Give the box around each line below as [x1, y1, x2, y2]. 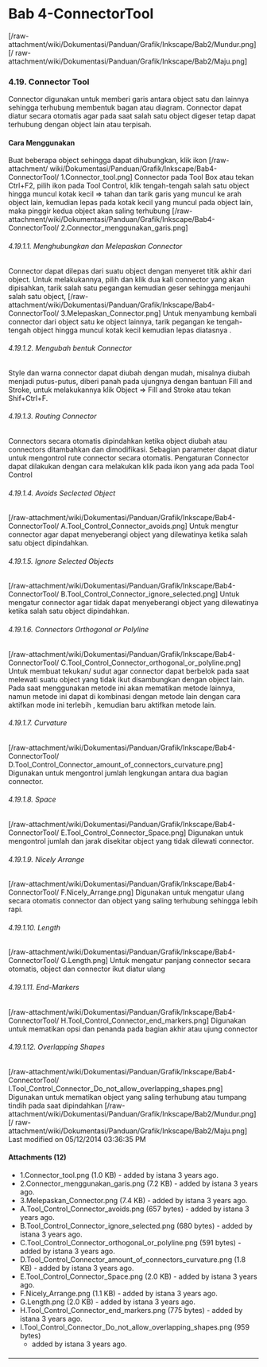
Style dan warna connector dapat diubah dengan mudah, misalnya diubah [8, 367, 250, 378]
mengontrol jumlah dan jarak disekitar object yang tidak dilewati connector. [8, 837, 254, 846]
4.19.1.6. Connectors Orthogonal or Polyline [8, 625, 149, 635]
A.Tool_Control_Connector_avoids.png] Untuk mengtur [60, 522, 238, 531]
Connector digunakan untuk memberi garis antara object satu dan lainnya [8, 95, 249, 104]
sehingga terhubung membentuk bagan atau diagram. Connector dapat [8, 103, 242, 112]
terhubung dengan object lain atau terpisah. [8, 120, 153, 130]
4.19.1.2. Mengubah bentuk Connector [8, 344, 133, 353]
